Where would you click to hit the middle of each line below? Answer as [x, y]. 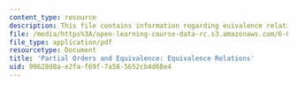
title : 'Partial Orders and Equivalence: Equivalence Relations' [132, 58]
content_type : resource [53, 17]
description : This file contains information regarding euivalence [136, 26]
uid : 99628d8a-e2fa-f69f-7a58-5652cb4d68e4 [91, 67]
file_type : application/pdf [61, 42]
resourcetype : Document [53, 50]
